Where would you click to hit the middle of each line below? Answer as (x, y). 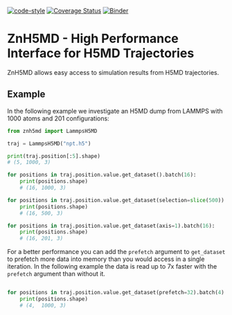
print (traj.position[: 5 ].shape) (54, 156)
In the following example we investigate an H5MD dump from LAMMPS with (115, 111)
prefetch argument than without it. (56, 274)
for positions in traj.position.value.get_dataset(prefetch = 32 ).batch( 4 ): (117, 293)
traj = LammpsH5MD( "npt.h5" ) (49, 143)
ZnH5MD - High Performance (93, 39)
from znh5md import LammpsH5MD (52, 131)
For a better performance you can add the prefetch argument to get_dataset (116, 252)
